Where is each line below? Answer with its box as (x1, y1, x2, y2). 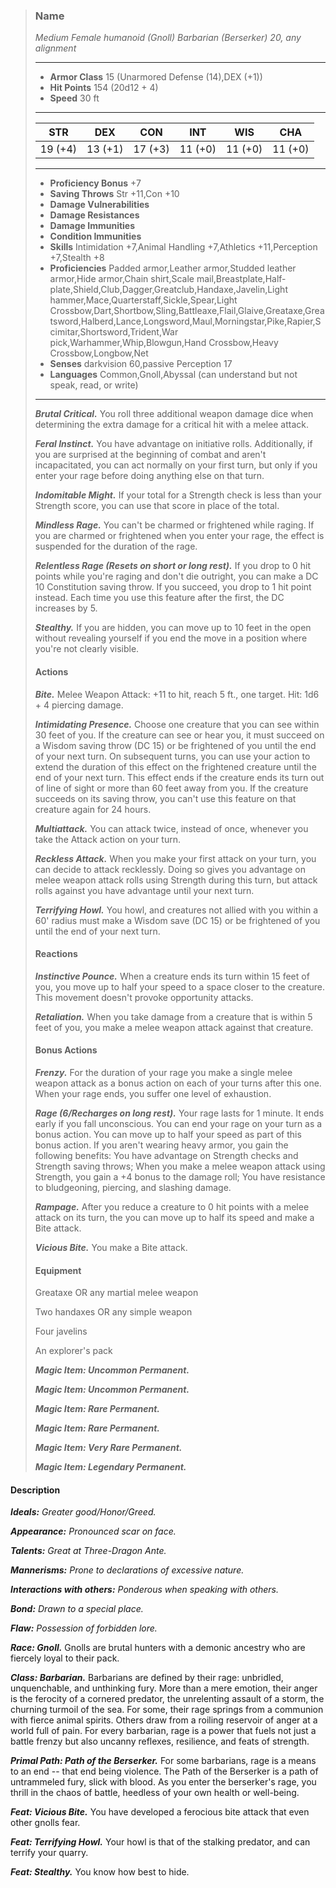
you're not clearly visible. (34, 643, 140, 655)
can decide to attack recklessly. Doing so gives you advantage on (34, 863, 307, 875)
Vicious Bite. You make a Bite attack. (34, 1241, 188, 1253)
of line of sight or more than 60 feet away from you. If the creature (34, 782, 309, 794)
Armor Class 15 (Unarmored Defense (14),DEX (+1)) (49, 71, 263, 83)
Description (10, 1484, 61, 1496)
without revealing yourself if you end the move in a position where (34, 632, 308, 644)
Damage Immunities (49, 220, 136, 232)
